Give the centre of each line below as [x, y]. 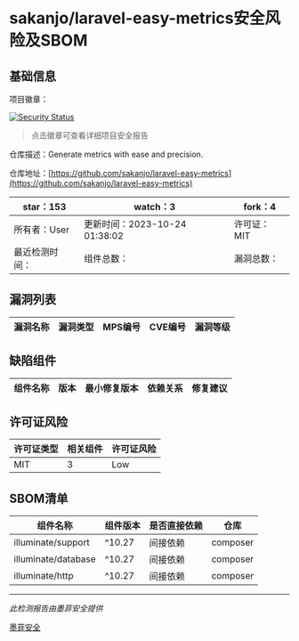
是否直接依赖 [176, 526]
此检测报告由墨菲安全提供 [56, 609]
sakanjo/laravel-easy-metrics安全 [137, 18]
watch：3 [155, 207]
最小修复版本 [112, 388]
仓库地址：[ [30, 173]
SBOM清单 [39, 498]
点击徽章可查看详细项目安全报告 [89, 135]
